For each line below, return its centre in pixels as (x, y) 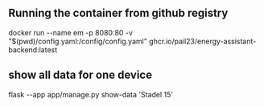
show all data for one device (80, 75)
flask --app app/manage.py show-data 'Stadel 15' (91, 94)
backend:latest (33, 49)
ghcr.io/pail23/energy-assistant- (202, 41)
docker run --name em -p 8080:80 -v (70, 32)
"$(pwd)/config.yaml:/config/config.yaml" (78, 41)
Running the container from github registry (118, 13)
